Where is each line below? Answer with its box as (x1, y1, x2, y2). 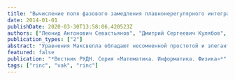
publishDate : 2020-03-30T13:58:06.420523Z (7, 23, 133, 30)
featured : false (7, 49, 55, 56)
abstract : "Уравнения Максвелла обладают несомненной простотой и (7, 42, 205, 49)
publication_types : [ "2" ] (7, 36, 83, 43)
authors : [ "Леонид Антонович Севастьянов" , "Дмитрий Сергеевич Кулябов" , (7, 29, 227, 37)
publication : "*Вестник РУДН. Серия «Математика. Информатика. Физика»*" (7, 56, 227, 63)
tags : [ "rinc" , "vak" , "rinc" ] (7, 62, 99, 69)
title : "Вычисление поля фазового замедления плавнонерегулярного (7, 10, 205, 17)
